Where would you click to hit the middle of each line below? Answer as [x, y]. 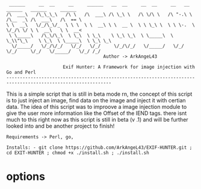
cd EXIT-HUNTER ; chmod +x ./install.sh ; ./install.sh [78, 153]
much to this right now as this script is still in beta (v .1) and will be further [97, 119]
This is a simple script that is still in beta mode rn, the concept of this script [99, 94]
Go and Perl [21, 72]
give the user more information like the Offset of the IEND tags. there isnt [97, 113]
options [26, 177]
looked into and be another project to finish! [60, 126]
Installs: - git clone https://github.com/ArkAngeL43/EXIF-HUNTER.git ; [99, 147]
